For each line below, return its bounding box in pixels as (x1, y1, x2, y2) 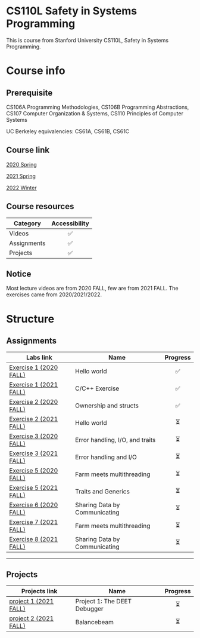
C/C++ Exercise (75, 384, 120, 392)
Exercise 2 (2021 (9, 415, 58, 424)
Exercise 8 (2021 (9, 535, 58, 544)
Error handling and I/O (75, 453, 137, 461)
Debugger (75, 605, 104, 613)
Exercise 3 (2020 (9, 432, 58, 440)
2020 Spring (6, 161, 37, 168)
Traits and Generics (75, 487, 130, 496)
